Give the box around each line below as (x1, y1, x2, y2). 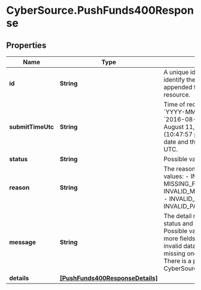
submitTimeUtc (9, 123, 54, 131)
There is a (163, 257, 192, 265)
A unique (163, 68, 189, 76)
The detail (163, 212, 192, 220)
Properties (6, 40, 47, 50)
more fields (163, 234, 196, 243)
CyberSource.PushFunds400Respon (6, 4, 194, 17)
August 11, (163, 123, 195, 131)
